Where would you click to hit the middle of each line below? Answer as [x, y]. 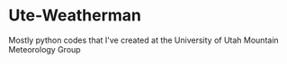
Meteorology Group [45, 49]
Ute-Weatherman [75, 16]
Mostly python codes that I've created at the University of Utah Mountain [144, 40]
